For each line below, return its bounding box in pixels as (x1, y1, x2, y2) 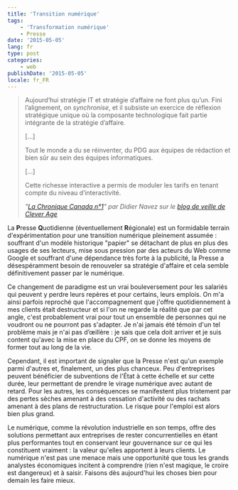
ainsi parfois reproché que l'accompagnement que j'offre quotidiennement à (7, 298, 231, 306)
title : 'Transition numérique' (7, 10, 100, 18)
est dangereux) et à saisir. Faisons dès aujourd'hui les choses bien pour (7, 469, 217, 477)
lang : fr (7, 43, 33, 50)
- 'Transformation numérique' (20, 23, 110, 31)
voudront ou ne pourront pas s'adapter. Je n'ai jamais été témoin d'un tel (7, 320, 220, 329)
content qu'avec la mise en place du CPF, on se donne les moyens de (7, 335, 211, 344)
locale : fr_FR (7, 76, 50, 84)
